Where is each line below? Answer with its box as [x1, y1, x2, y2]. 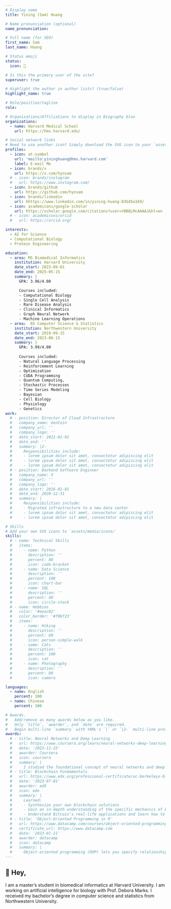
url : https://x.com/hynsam [14, 171, 72, 176]
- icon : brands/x [10, 166, 47, 171]
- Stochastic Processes [18, 382, 70, 388]
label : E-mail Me [14, 161, 51, 166]
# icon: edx [10, 788, 40, 793]
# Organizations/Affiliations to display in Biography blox [5, 114, 136, 119]
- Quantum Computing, [18, 378, 65, 383]
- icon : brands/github [10, 185, 58, 190]
